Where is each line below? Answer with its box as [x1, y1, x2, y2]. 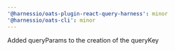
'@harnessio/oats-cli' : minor [7, 17, 96, 24]
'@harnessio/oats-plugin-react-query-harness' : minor [7, 10, 169, 17]
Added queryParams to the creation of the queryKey [7, 36, 160, 44]
